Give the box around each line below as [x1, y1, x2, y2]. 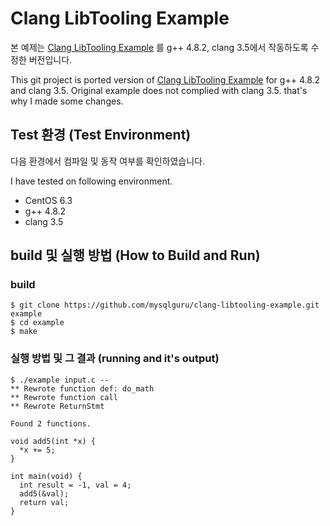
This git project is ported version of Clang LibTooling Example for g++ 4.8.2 [10, 73, 321, 86]
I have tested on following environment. [10, 175, 173, 187]
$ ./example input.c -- [10, 375, 110, 385]
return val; [19, 497, 70, 507]
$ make [10, 327, 38, 337]
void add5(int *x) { [10, 436, 97, 446]
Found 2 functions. [10, 418, 92, 429]
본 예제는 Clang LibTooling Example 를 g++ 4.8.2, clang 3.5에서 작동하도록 [10, 41, 309, 53]
